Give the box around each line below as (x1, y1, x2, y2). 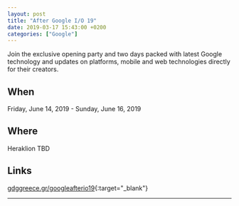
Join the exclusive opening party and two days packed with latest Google (7, 50, 223, 58)
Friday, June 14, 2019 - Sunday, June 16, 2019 (7, 105, 142, 113)
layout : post (7, 10, 46, 18)
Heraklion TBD (7, 144, 51, 153)
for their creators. (7, 65, 59, 73)
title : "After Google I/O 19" (7, 17, 97, 24)
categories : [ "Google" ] (7, 30, 78, 38)
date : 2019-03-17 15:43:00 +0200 (7, 24, 107, 31)
